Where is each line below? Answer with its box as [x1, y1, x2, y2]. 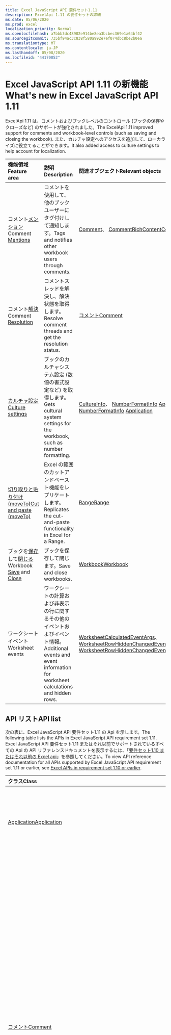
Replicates [44, 506, 69, 513]
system [44, 413, 62, 421]
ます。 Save [44, 562, 71, 570]
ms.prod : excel [5, 21, 38, 27]
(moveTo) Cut [8, 500, 39, 507]
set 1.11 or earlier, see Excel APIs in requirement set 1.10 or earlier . [5, 765, 142, 771]
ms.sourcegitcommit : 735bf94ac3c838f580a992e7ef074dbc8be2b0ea [5, 36, 142, 41]
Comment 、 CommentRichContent [78, 226, 162, 233]
